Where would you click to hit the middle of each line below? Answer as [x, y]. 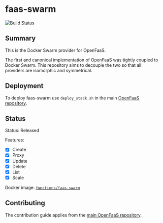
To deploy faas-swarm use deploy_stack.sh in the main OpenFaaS [72, 98]
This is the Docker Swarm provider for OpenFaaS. [55, 50]
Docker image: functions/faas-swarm [43, 187]
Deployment [24, 86]
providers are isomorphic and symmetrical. [49, 70]
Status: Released [22, 131]
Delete [19, 166]
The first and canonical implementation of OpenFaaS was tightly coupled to [82, 60]
